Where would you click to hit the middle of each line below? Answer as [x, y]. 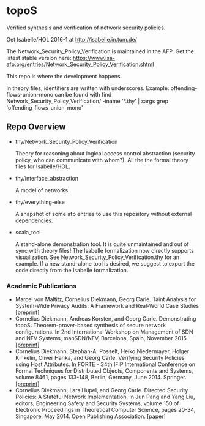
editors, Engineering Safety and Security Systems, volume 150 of [97, 403]
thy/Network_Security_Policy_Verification [66, 141]
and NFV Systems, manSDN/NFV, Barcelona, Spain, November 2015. [102, 338]
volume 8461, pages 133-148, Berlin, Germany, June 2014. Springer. [101, 378]
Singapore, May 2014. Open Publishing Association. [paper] [91, 416]
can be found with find [83, 94]
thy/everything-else [40, 202]
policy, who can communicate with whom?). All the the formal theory [102, 160]
